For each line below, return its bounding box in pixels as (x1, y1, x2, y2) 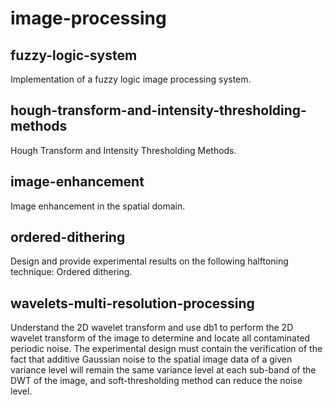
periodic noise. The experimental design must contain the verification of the (10, 343, 323, 355)
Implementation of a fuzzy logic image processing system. (10, 73, 252, 85)
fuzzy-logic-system (10, 47, 138, 64)
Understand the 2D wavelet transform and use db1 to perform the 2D (10, 322, 294, 334)
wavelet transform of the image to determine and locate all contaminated (10, 332, 311, 344)
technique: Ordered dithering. (10, 266, 133, 278)
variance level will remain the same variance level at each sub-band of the (10, 364, 317, 376)
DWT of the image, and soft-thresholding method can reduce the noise (10, 375, 303, 387)
